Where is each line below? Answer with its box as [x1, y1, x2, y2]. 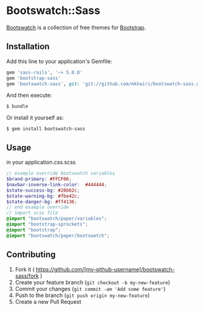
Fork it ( [15, 265, 35, 273]
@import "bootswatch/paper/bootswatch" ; [6, 232, 110, 239]
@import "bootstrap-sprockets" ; [6, 222, 88, 228]
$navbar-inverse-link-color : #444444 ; [6, 181, 107, 187]
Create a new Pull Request [15, 298, 82, 305]
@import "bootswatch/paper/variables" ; [6, 215, 107, 222]
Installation [6, 41, 50, 52]
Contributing [6, 250, 56, 260]
